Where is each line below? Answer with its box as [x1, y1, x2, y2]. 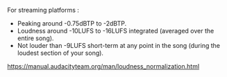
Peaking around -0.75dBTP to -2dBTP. [17, 19, 127, 27]
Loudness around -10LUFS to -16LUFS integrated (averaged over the [17, 27, 215, 35]
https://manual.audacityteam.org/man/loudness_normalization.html [7, 62, 200, 70]
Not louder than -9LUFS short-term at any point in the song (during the [17, 42, 221, 49]
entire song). [17, 34, 54, 42]
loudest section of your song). [17, 49, 104, 57]
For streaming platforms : [7, 6, 80, 14]
